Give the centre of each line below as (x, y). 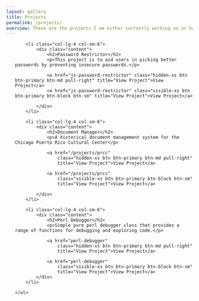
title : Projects (26, 17)
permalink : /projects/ (34, 22)
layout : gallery (26, 12)
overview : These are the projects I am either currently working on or (96, 28)
